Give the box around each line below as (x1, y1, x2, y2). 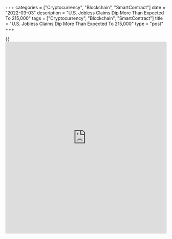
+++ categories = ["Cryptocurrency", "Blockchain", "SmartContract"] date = (5, 5, 166, 10)
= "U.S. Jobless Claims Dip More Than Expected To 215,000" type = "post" (5, 20, 164, 27)
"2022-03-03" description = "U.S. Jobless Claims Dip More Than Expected (5, 10, 164, 16)
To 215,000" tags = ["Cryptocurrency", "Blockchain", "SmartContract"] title (5, 15, 163, 21)
